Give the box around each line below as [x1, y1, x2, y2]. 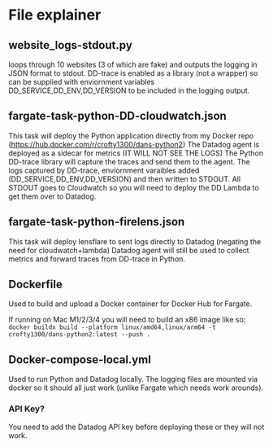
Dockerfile [8, 278, 63, 291]
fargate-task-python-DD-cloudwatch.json [8, 109, 227, 123]
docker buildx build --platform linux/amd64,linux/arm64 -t [8, 323, 217, 331]
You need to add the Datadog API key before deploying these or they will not [8, 422, 265, 432]
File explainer [8, 6, 102, 24]
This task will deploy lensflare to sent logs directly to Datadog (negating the [8, 236, 262, 246]
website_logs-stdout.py [8, 38, 132, 52]
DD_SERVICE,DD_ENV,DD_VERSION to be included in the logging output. [8, 85, 250, 95]
